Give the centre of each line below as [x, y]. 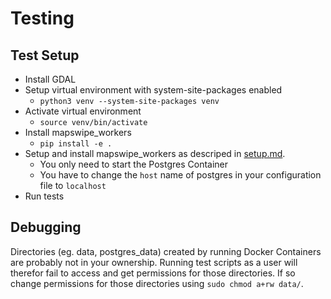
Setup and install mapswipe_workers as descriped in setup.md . [155, 153]
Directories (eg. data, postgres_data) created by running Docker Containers [166, 251]
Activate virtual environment [83, 111]
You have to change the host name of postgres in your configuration [180, 175]
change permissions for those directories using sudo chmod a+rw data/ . [157, 283]
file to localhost [73, 185]
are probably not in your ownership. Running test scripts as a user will [154, 262]
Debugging [46, 227]
